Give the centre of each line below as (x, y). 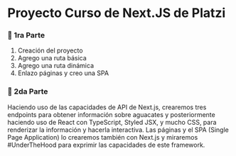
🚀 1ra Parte (26, 35)
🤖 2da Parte (28, 91)
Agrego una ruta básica (52, 58)
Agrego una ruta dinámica (56, 66)
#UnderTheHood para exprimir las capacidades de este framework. (106, 145)
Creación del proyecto (50, 50)
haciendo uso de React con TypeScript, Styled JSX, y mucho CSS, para (112, 122)
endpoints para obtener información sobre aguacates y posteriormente (111, 114)
